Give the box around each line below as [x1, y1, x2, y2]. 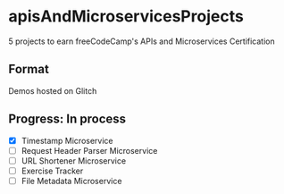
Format [8, 62, 50, 77]
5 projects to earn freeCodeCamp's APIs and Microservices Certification [8, 36, 275, 46]
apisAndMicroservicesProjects [8, 6, 245, 27]
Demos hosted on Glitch [8, 85, 97, 96]
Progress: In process [8, 112, 127, 127]
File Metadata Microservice [21, 175, 122, 186]
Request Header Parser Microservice [21, 145, 158, 156]
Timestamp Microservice [21, 135, 113, 146]
